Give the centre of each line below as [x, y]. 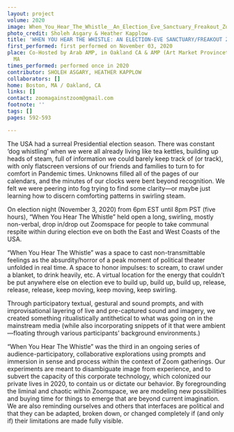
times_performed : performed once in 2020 [68, 66]
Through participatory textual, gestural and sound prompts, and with [106, 303]
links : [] [22, 92]
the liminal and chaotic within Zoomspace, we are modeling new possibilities [117, 391]
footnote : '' [26, 105]
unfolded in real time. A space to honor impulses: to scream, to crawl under [115, 267]
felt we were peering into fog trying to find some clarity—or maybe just [109, 188]
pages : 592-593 [29, 117]
